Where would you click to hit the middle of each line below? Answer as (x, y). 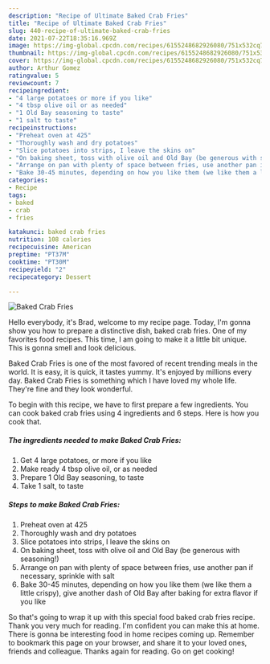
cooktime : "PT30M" (39, 262)
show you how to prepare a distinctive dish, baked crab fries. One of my (128, 331)
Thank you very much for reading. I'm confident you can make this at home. (134, 626)
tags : (17, 195)
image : (19, 46)
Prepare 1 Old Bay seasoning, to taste (82, 478)
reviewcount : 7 (34, 83)
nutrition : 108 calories (50, 240)
